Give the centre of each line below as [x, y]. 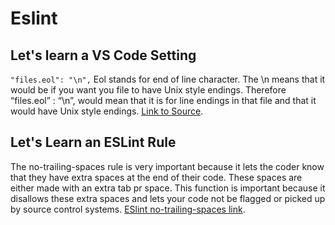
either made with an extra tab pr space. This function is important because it [168, 188]
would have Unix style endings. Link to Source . [107, 111]
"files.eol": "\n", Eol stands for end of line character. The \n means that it [168, 79]
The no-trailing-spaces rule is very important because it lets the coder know [167, 166]
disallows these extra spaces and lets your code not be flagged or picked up [168, 198]
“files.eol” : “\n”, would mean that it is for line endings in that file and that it [163, 100]
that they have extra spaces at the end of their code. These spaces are [156, 177]
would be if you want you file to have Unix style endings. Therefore [148, 90]
